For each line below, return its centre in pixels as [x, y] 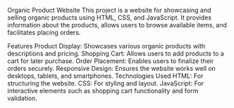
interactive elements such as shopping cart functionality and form [103, 91]
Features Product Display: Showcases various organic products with [106, 46]
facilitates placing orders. [44, 32]
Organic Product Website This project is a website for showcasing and [109, 10]
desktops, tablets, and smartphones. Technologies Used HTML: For [105, 76]
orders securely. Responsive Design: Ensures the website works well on [112, 68]
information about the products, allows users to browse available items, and [117, 25]
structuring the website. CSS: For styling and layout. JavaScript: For [106, 83]
